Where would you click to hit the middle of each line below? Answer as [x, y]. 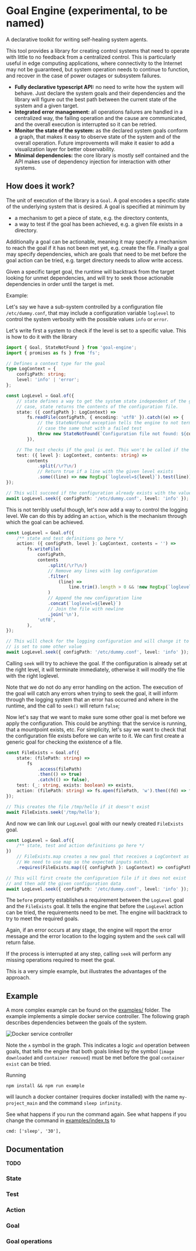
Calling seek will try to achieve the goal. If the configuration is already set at [97, 663]
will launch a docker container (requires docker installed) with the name [92, 1097]
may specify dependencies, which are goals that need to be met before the [96, 254]
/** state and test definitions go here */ [70, 538]
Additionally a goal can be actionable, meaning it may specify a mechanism [97, 242]
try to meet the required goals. [43, 919]
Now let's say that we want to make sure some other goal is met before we [96, 717]
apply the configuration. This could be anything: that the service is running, [97, 723]
